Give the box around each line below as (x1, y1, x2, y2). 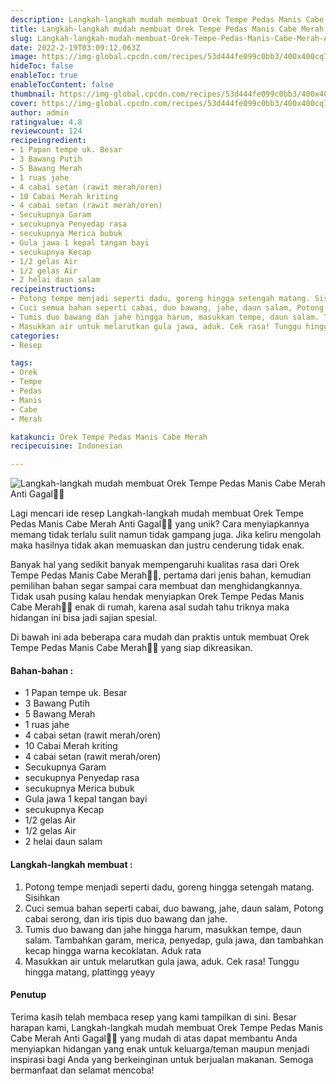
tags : (10, 358, 33, 368)
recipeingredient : (10, 136, 87, 146)
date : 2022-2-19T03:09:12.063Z (10, 42, 141, 53)
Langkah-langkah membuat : (10, 858, 133, 870)
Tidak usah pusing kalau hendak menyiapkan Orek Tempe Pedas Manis (10, 591, 305, 603)
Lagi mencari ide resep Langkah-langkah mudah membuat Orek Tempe (10, 507, 304, 520)
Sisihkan (24, 891, 61, 903)
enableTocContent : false (10, 80, 114, 90)
